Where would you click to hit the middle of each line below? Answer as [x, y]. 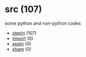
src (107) [24, 9]
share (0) [21, 49]
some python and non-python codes [43, 23]
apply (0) [21, 43]
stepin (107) [24, 33]
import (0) [23, 38]
